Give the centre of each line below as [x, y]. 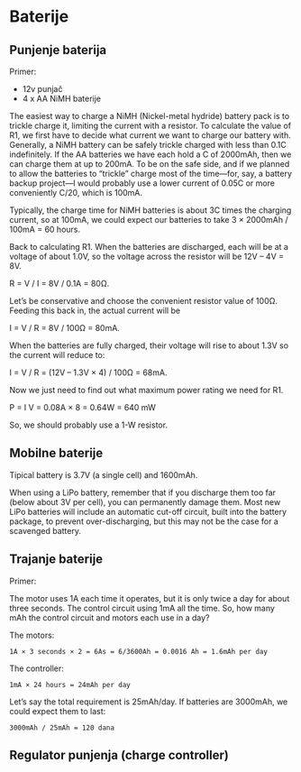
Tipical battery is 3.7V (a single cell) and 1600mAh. [104, 474]
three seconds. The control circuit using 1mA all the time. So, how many [142, 608]
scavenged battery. [45, 530]
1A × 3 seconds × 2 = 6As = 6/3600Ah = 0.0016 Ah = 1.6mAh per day [139, 651]
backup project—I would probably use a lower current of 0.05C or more [142, 183]
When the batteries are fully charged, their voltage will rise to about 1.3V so [149, 345]
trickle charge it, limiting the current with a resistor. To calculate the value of [150, 125]
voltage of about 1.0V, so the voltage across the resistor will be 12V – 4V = [147, 256]
